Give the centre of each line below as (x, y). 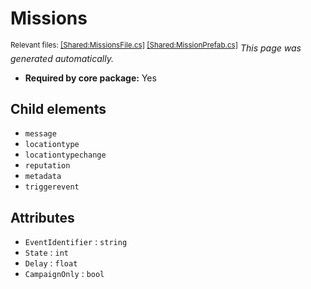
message (40, 134)
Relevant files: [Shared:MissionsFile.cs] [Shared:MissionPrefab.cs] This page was (156, 47)
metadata (43, 177)
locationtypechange (65, 155)
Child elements (58, 108)
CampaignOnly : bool (64, 274)
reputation (47, 166)
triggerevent (52, 187)
